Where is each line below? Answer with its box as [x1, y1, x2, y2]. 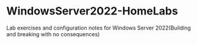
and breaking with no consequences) [6, 30, 100, 37]
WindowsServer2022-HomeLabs [6, 4, 178, 18]
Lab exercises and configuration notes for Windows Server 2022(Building [6, 24, 191, 31]
